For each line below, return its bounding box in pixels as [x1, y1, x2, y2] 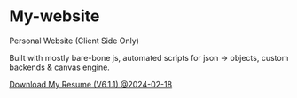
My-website [9, 6, 100, 26]
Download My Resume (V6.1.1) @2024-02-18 [9, 79, 173, 89]
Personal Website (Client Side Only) [9, 35, 140, 46]
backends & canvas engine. [9, 62, 111, 72]
